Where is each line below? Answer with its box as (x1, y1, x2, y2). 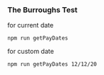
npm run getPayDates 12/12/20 (7, 61, 98, 68)
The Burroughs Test (7, 5, 78, 15)
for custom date (7, 47, 55, 56)
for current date (7, 21, 54, 30)
